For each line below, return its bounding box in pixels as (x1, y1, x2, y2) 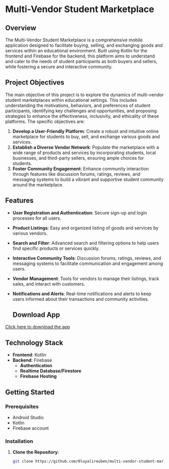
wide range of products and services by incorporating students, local (12, 150, 156, 156)
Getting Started (5, 388, 55, 396)
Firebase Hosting (20, 373, 57, 379)
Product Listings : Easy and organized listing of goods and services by (12, 225, 159, 231)
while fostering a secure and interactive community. (5, 64, 113, 70)
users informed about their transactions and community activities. (12, 296, 149, 302)
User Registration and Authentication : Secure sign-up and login (12, 210, 147, 216)
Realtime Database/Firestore (20, 368, 81, 374)
